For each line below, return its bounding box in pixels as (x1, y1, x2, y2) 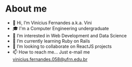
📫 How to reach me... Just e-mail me (12, 49, 90, 55)
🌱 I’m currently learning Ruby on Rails (12, 38, 90, 44)
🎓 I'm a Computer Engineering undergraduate (12, 25, 109, 31)
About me (5, 3, 47, 15)
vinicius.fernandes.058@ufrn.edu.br (12, 56, 88, 62)
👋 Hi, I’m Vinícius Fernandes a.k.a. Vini (12, 20, 92, 26)
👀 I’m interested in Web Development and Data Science (12, 32, 127, 38)
